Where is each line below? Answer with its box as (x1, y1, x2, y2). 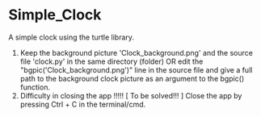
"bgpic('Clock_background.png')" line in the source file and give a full (19, 65, 253, 74)
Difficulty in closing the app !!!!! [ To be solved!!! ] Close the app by (19, 90, 242, 100)
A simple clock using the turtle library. (8, 32, 135, 42)
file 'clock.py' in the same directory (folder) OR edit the (19, 56, 204, 66)
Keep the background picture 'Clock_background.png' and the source (19, 48, 253, 57)
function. (19, 82, 51, 92)
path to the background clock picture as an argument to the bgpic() (19, 73, 245, 83)
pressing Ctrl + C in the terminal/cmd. (19, 99, 146, 109)
